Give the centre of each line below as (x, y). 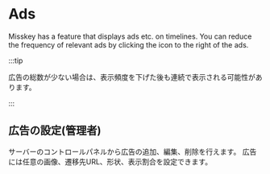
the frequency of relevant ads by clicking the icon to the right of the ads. (129, 44)
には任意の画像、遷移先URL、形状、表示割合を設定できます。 (110, 161)
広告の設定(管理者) (55, 131)
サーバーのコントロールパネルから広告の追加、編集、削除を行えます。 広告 (133, 151)
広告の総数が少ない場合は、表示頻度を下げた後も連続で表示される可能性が (132, 77)
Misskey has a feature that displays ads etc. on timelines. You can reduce (130, 36)
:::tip (16, 60)
